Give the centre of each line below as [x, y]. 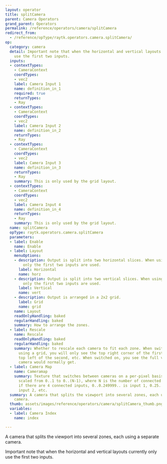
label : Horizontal [37, 269]
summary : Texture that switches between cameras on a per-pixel [82, 376]
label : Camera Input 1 [38, 84]
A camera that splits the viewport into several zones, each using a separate [82, 437]
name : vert [30, 293]
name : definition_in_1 [38, 89]
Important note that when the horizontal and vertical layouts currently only [81, 452]
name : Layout [28, 311]
